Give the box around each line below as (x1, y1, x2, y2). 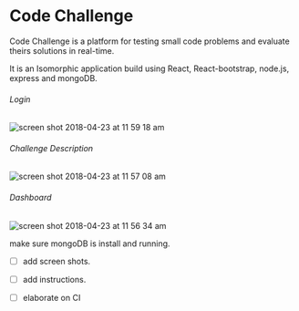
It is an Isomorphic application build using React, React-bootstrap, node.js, (9, 63, 290, 74)
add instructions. (22, 274, 87, 285)
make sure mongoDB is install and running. (9, 238, 170, 249)
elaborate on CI (22, 292, 81, 303)
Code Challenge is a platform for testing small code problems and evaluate (9, 36, 290, 47)
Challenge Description (9, 142, 94, 153)
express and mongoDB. (9, 72, 98, 83)
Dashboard (9, 192, 52, 202)
